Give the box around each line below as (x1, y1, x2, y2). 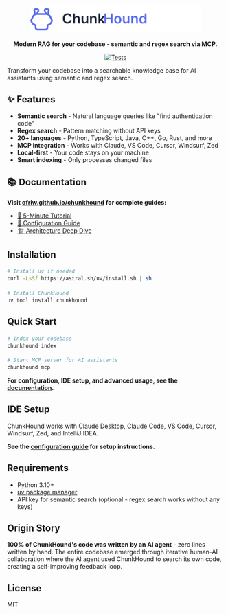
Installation (7, 249, 56, 261)
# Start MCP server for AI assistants (7, 356, 118, 364)
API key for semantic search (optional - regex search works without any (16, 495, 220, 503)
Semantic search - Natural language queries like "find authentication (16, 112, 213, 120)
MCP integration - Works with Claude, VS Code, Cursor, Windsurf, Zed (16, 141, 218, 149)
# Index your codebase (7, 335, 72, 342)
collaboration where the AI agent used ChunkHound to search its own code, (7, 555, 222, 563)
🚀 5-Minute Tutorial (16, 212, 72, 220)
